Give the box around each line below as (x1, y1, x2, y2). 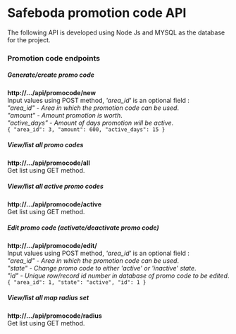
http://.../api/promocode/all (7, 159, 90, 167)
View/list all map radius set (7, 294, 89, 302)
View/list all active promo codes (7, 182, 104, 191)
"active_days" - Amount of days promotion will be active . (7, 118, 174, 127)
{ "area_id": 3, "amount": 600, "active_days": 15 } (7, 125, 166, 133)
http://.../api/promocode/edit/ (7, 241, 97, 249)
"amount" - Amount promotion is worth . (7, 111, 123, 119)
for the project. (7, 35, 51, 44)
